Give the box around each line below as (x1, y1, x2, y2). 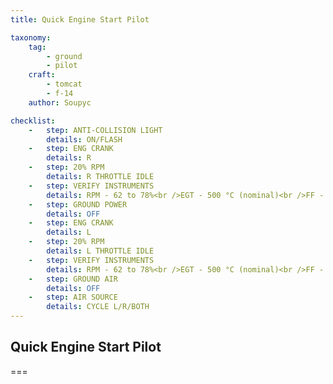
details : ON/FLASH (46, 134, 123, 145)
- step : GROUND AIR (28, 274, 118, 284)
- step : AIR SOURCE (28, 292, 118, 303)
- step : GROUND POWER (28, 199, 128, 210)
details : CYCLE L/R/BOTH (46, 302, 150, 312)
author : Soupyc (28, 97, 92, 108)
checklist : (10, 116, 56, 126)
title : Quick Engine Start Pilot (10, 14, 150, 25)
